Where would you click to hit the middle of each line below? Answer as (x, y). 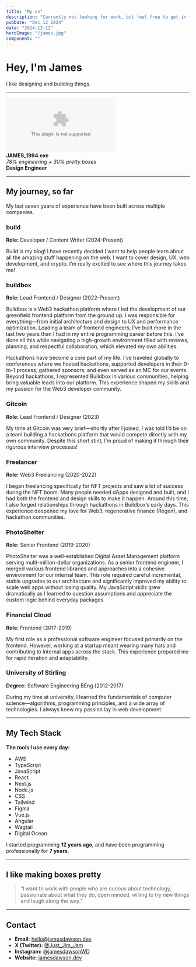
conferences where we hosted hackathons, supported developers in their (94, 364)
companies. (20, 212)
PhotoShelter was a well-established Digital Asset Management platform (93, 556)
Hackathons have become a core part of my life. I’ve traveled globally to (92, 358)
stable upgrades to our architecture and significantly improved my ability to (96, 581)
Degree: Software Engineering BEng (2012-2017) (65, 686)
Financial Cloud (29, 615)
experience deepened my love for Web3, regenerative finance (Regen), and (97, 511)
